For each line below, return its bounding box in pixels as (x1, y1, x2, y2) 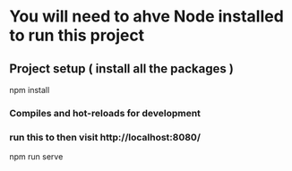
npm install (9, 85, 50, 95)
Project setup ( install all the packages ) (9, 61, 235, 76)
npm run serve (9, 151, 64, 162)
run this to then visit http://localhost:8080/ (9, 131, 202, 143)
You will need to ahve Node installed (9, 6, 284, 27)
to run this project (9, 25, 145, 46)
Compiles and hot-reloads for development (9, 107, 202, 119)
